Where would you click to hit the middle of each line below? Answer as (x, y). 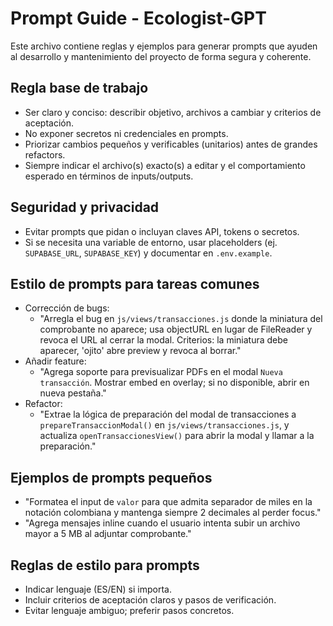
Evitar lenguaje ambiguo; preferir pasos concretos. (129, 610)
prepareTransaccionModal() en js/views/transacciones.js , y (164, 425)
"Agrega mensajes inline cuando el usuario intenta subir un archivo (162, 523)
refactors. (45, 154)
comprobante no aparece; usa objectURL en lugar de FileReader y (176, 329)
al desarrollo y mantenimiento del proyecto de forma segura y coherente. (161, 56)
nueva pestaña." (73, 393)
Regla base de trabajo (79, 88)
